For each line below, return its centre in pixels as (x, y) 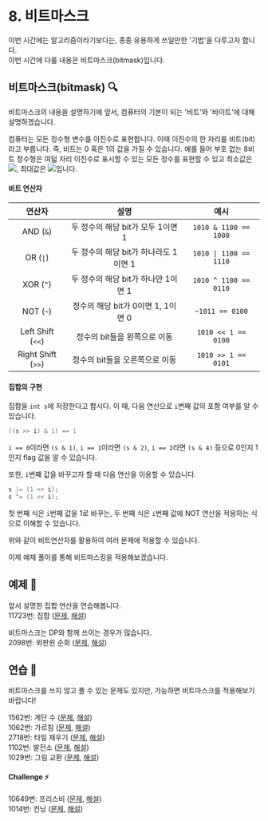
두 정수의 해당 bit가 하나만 (117, 279)
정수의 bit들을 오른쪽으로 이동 (124, 359)
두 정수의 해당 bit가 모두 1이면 (124, 227)
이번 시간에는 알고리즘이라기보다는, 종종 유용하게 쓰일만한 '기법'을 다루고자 (124, 40)
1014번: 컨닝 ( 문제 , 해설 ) (46, 808)
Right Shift (37, 354)
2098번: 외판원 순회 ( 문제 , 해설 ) (58, 642)
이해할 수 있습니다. (52, 523)
